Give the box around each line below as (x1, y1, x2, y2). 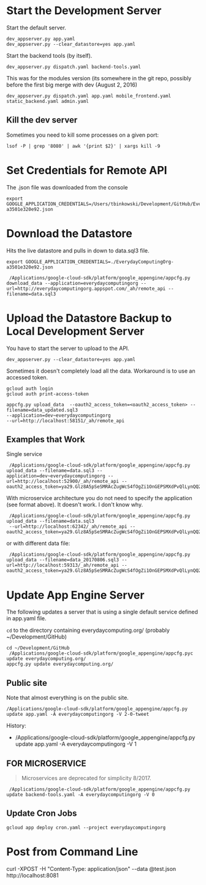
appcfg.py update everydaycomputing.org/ (6, 661, 114, 667)
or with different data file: (6, 540, 71, 547)
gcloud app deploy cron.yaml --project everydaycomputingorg (6, 824, 166, 830)
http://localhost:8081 (6, 872, 59, 879)
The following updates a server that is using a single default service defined (6, 608, 198, 616)
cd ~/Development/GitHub (6, 645, 70, 651)
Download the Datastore (6, 226, 133, 240)
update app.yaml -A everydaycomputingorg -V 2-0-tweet (6, 712, 150, 718)
